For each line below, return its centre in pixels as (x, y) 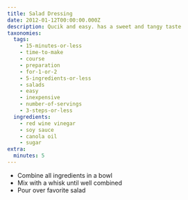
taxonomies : (24, 33)
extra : (17, 149)
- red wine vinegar (48, 123)
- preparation (40, 65)
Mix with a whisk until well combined (70, 183)
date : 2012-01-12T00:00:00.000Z (54, 20)
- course (32, 59)
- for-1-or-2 (39, 72)
